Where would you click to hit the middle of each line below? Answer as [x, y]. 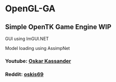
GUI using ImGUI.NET [27, 39]
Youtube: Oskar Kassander [38, 61]
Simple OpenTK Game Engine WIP [58, 27]
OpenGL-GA [30, 9]
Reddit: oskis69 [24, 74]
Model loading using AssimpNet [38, 48]
